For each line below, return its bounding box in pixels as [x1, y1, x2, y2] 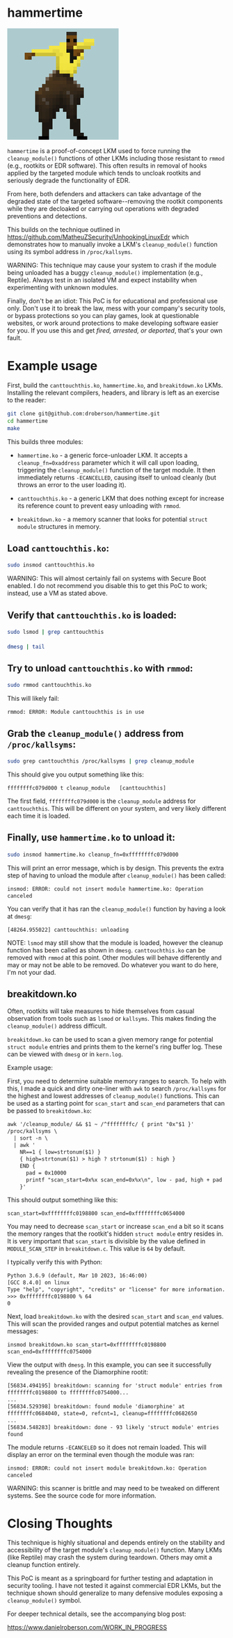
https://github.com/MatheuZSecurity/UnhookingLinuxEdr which [7, 232, 189, 241]
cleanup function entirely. [7, 1561, 81, 1569]
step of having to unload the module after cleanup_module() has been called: [7, 871, 226, 880]
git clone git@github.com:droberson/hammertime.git [7, 410, 160, 417]
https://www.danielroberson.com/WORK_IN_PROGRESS [7, 1623, 168, 1632]
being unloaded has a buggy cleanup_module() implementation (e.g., [7, 268, 203, 276]
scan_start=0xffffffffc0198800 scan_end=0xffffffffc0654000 [7, 1209, 186, 1217]
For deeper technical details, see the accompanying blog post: [7, 1609, 186, 1619]
